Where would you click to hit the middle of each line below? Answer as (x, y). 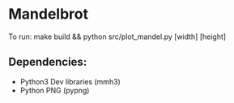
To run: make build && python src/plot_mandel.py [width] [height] (117, 36)
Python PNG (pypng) (55, 90)
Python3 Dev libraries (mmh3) (70, 81)
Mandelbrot (49, 14)
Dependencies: (48, 62)
